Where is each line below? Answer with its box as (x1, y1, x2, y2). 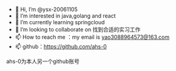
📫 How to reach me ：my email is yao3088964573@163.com (15, 33, 170, 41)
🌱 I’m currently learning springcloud (15, 19, 105, 25)
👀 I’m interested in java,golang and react (15, 12, 116, 19)
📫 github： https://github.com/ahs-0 (15, 43, 107, 50)
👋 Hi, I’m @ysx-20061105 (15, 6, 78, 13)
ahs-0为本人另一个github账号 (6, 58, 80, 65)
